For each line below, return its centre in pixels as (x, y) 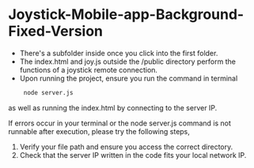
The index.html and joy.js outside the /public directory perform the (127, 62)
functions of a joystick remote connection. (89, 69)
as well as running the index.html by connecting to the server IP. (113, 107)
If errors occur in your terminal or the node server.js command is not (120, 123)
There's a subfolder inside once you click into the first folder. (119, 53)
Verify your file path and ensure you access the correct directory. (126, 147)
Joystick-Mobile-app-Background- (126, 15)
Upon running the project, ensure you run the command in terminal (129, 78)
